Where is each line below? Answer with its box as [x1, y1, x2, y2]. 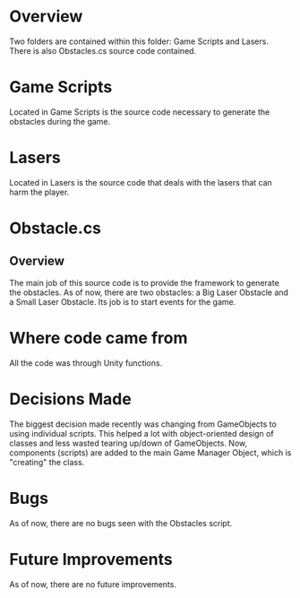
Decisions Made [9, 388, 132, 409]
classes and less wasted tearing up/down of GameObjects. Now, [9, 438, 248, 448]
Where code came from [9, 328, 188, 348]
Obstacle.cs [9, 218, 101, 238]
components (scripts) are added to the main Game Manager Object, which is [9, 446, 292, 458]
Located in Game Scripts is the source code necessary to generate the [9, 106, 270, 117]
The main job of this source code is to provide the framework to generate [9, 277, 279, 288]
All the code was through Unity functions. [9, 357, 163, 368]
